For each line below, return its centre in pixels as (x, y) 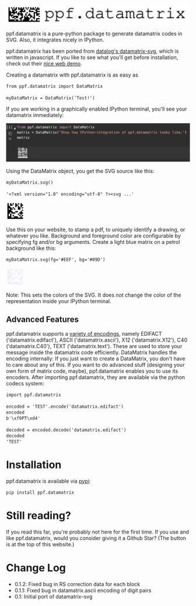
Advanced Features (43, 320)
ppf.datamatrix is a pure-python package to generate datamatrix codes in (94, 33)
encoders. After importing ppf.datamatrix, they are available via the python (96, 377)
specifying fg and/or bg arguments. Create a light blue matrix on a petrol (93, 242)
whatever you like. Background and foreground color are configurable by (93, 236)
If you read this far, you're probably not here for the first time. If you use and (98, 532)
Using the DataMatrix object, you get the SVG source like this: (80, 171)
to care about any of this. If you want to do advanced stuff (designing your (95, 364)
